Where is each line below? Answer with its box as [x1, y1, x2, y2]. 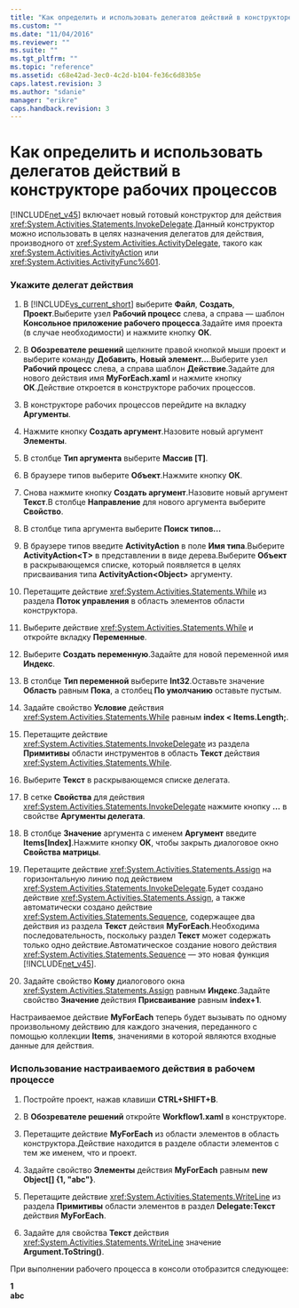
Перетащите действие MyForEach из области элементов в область [22, 1128, 279, 1139]
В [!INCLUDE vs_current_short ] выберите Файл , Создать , [22, 299, 235, 309]
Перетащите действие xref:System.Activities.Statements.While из [22, 586, 267, 597]
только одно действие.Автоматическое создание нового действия [22, 940, 278, 951]
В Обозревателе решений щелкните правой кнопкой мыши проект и [22, 344, 287, 356]
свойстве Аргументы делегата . [22, 811, 146, 822]
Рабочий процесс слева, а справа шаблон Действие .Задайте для [22, 364, 275, 374]
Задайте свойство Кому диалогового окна [22, 975, 185, 987]
